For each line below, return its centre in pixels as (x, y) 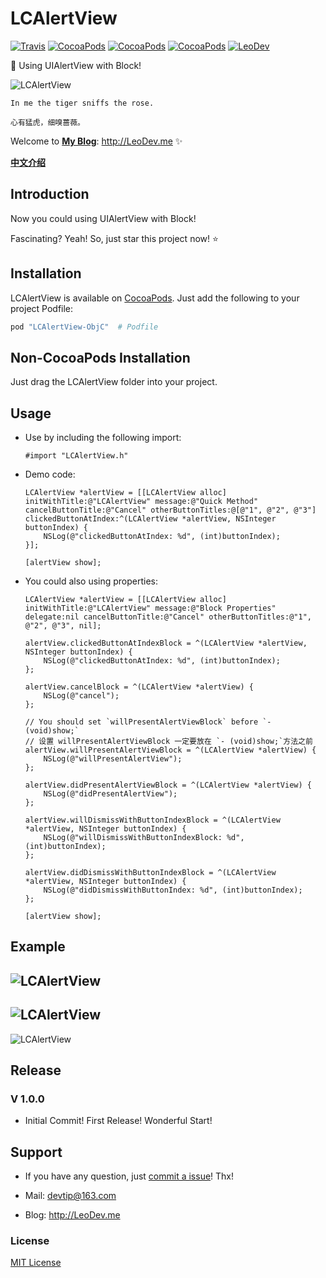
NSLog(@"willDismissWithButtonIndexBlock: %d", (144, 838)
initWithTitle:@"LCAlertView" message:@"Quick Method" (141, 502)
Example (38, 947)
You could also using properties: (91, 581)
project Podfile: (42, 308)
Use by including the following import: (103, 438)
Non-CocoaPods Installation (100, 357)
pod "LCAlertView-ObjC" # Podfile (84, 327)
